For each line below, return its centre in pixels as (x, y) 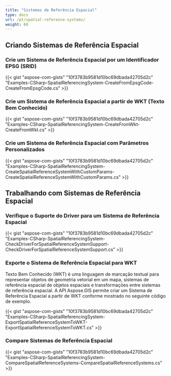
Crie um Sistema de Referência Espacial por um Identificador (82, 59)
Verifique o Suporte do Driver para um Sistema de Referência (82, 216)
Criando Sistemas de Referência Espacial (72, 45)
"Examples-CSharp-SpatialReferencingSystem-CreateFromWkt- (73, 124)
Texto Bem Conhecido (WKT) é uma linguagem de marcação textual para (82, 274)
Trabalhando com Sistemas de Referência (73, 193)
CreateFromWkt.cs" (26, 130)
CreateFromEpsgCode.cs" (33, 88)
